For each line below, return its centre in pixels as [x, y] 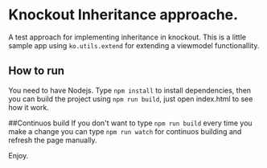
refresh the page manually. [53, 140]
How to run [37, 71]
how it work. [29, 107]
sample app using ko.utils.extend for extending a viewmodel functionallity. [134, 45]
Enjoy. [18, 155]
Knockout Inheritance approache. [123, 15]
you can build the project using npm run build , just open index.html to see [131, 99]
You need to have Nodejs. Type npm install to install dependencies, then [130, 90]
